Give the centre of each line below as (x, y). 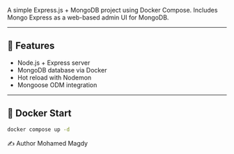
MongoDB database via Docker (62, 70)
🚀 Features (31, 46)
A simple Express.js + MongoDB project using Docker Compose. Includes (112, 10)
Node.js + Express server (54, 63)
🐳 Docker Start (39, 113)
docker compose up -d (39, 129)
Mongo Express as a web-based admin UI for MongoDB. (88, 17)
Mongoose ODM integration (57, 85)
